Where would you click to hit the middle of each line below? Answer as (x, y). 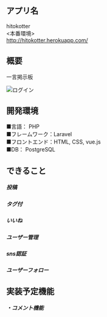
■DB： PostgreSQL (31, 150)
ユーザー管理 (22, 237)
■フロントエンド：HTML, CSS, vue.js (54, 142)
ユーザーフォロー (27, 270)
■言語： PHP (23, 126)
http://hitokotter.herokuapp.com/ (47, 40)
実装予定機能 (30, 291)
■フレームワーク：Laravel (39, 134)
